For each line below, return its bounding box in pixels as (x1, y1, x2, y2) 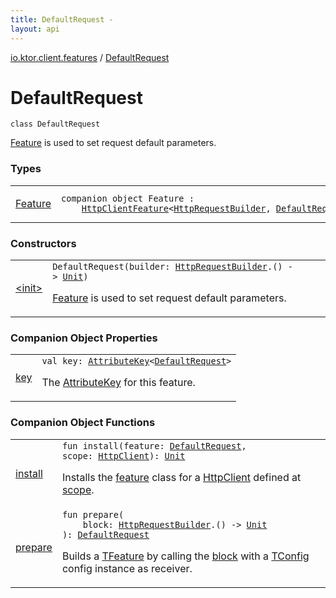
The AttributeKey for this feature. (41, 376, 196, 390)
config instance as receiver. (61, 561, 193, 575)
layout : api (10, 24, 60, 34)
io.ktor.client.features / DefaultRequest (10, 51, 170, 63)
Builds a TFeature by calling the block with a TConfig (61, 549, 310, 563)
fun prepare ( (61, 509, 125, 520)
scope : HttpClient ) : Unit (61, 450, 186, 461)
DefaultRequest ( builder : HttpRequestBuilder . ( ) (52, 261, 283, 273)
